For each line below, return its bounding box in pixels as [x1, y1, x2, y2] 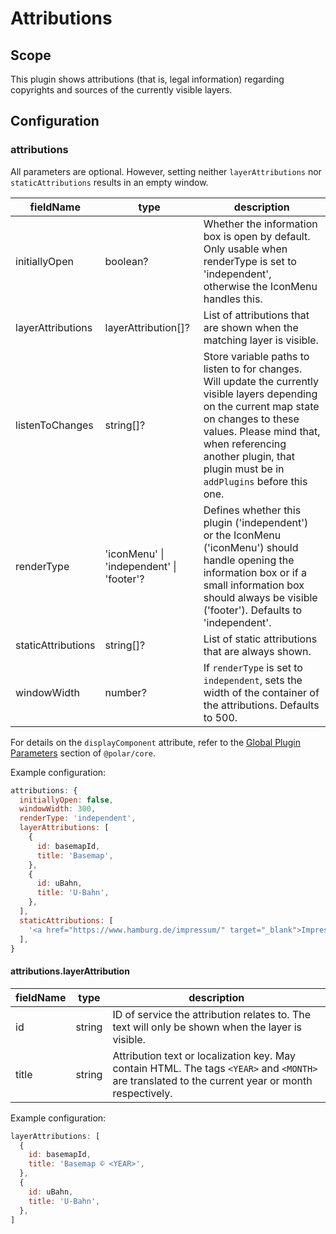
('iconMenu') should [203, 540, 299, 554]
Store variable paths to [203, 349, 310, 363]
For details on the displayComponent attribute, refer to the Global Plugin [10, 736, 302, 748]
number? [104, 685, 147, 699]
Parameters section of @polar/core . [10, 747, 157, 759]
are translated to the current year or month [112, 1073, 313, 1087]
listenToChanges [15, 418, 94, 432]
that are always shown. [203, 644, 312, 658]
